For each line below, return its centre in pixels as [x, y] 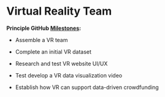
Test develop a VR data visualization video [69, 75]
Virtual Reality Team [59, 11]
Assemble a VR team [41, 40]
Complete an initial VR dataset [53, 52]
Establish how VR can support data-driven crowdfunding [87, 87]
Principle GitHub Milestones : [44, 28]
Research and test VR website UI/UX [61, 63]
